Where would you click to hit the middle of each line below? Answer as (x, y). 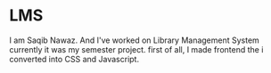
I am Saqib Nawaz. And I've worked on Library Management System (135, 40)
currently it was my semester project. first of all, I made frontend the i (136, 49)
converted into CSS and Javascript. (74, 59)
